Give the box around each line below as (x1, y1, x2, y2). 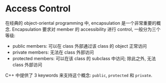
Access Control (5, 3, 71, 14)
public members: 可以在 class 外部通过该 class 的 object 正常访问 (12, 43, 147, 49)
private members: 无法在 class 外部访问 (12, 49, 94, 55)
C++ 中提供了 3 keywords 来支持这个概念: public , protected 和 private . (5, 72, 152, 78)
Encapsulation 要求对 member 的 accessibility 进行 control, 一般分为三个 (11, 26, 161, 32)
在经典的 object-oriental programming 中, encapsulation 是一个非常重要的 (5, 20, 156, 26)
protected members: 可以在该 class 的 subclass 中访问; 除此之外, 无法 (12, 55, 156, 61)
